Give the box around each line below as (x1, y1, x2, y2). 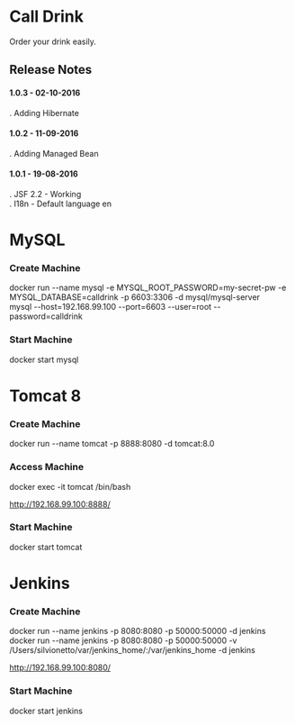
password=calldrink (9, 311, 83, 322)
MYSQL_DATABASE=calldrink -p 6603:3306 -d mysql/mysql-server (9, 292, 261, 303)
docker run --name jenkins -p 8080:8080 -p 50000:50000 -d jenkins (9, 626, 266, 637)
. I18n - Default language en (9, 198, 112, 209)
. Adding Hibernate (9, 107, 79, 118)
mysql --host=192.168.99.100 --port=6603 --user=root (9, 302, 212, 313)
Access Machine (9, 461, 84, 474)
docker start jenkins (9, 705, 84, 716)
